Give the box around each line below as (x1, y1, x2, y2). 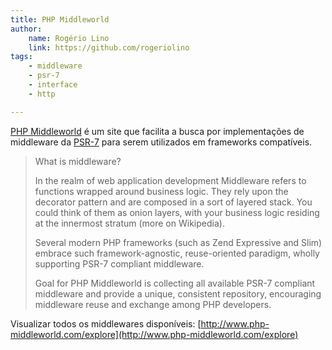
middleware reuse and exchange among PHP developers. (34, 298, 272, 310)
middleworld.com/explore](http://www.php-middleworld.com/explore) (10, 328, 299, 340)
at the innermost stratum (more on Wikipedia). (34, 217, 225, 229)
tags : (10, 52, 33, 62)
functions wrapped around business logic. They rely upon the (34, 185, 289, 197)
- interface (28, 80, 78, 90)
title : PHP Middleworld (10, 14, 110, 25)
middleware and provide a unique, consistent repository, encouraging (34, 287, 322, 300)
